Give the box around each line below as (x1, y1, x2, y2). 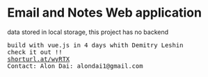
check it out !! (7, 48, 63, 56)
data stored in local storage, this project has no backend (7, 28, 169, 36)
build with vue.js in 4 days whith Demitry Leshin (7, 41, 184, 49)
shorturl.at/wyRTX (7, 55, 70, 63)
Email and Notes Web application (7, 5, 202, 21)
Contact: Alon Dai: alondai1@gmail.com (7, 62, 143, 70)
